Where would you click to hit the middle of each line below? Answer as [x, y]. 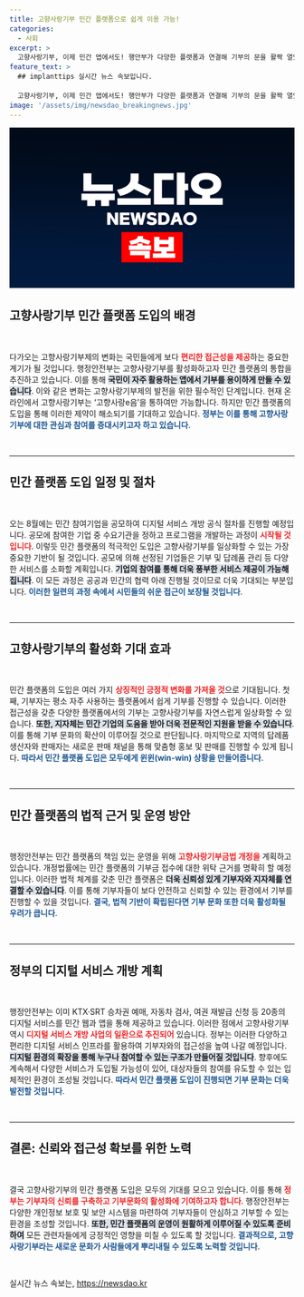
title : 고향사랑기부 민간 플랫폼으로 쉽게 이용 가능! [95, 19]
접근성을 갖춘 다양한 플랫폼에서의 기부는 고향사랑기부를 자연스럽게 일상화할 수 [146, 713]
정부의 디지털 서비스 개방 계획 [86, 970]
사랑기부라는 [32, 1246]
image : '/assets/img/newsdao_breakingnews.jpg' [101, 105]
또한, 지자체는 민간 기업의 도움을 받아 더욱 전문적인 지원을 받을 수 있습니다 [164, 724]
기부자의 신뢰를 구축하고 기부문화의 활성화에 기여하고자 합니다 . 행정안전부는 [157, 1201]
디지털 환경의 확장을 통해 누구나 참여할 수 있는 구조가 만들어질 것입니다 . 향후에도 [148, 1058]
